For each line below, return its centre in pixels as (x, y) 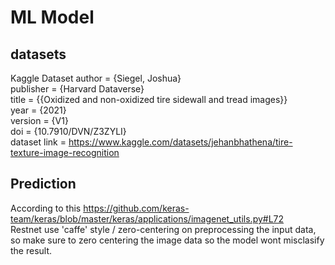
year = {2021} (38, 110)
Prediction (43, 184)
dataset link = (38, 142)
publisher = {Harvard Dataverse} (77, 89)
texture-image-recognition (65, 152)
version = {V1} (39, 120)
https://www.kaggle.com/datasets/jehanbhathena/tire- (180, 142)
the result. (31, 250)
